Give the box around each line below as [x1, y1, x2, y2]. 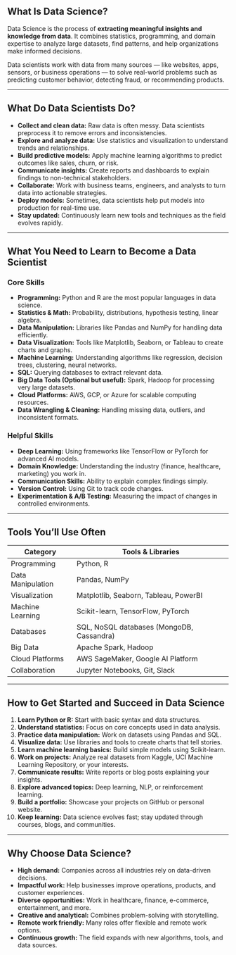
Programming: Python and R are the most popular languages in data [17, 294, 216, 302]
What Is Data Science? [7, 6, 108, 18]
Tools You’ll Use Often [7, 526, 107, 538]
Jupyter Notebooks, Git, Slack [76, 666, 176, 675]
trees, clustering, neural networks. [17, 361, 117, 369]
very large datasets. [17, 383, 76, 392]
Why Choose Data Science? [7, 847, 132, 859]
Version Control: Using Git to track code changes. [17, 484, 164, 492]
